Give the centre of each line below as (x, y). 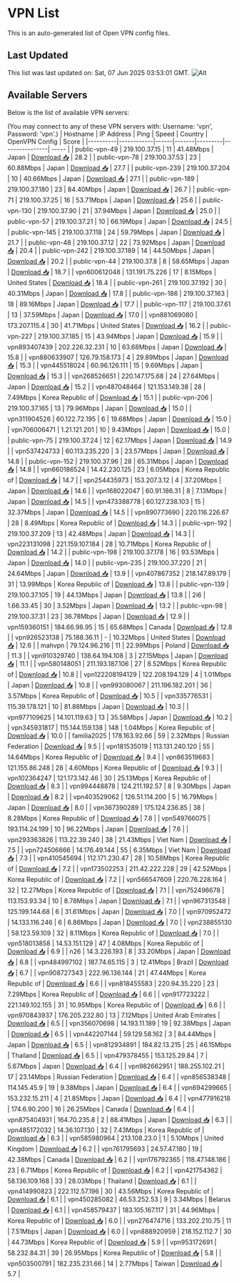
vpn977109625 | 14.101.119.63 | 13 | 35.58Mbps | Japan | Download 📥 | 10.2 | (120, 717)
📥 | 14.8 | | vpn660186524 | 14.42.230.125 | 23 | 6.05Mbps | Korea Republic (119, 469)
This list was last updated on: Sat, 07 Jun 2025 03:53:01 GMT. (99, 72)
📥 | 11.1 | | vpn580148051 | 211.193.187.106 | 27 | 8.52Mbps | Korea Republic (117, 663)
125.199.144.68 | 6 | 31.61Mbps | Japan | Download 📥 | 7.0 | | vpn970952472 (119, 911)
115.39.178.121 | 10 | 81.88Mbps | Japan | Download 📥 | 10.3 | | (98, 706)
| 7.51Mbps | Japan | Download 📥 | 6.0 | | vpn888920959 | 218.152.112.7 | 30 (119, 1231)
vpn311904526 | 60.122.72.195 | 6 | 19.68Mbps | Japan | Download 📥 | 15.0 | (119, 419)
